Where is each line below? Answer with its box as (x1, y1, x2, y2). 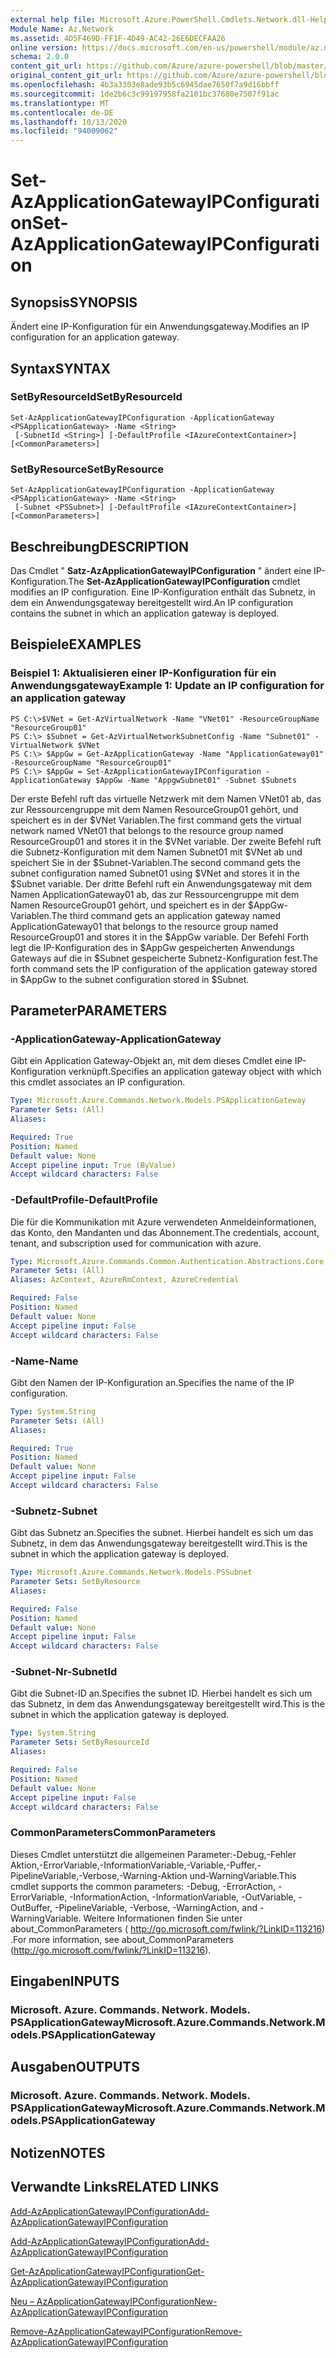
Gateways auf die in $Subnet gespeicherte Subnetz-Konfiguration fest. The (10, 952, 319, 964)
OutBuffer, (10, 1901, 53, 1913)
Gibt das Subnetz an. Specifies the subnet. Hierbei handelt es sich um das (10, 1527, 314, 1539)
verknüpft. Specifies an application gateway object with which (68, 1066, 322, 1078)
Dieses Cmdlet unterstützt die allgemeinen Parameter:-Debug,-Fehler (10, 1848, 297, 1860)
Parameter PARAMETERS (10, 1002, 168, 1019)
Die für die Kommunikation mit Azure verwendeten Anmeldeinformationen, (10, 1216, 317, 1228)
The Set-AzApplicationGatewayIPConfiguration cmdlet (68, 575, 301, 587)
